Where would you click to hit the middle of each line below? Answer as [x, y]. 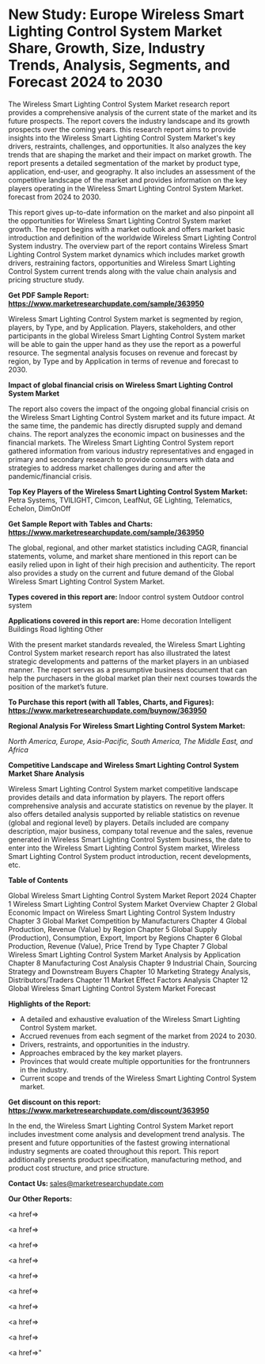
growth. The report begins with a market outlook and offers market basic [127, 229]
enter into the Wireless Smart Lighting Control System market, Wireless [124, 848]
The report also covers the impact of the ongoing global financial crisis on [129, 408]
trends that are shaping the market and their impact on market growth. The [130, 154]
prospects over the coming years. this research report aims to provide [122, 129]
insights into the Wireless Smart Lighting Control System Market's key [122, 137]
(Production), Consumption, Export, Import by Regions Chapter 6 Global [125, 938]
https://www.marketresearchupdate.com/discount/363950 [109, 1110]
